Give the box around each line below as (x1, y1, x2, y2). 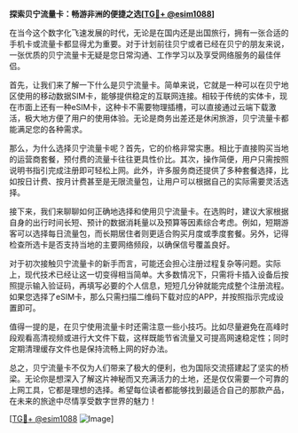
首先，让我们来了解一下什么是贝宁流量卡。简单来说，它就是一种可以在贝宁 (9, 80, 281, 90)
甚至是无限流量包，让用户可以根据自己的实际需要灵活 (86, 177, 281, 186)
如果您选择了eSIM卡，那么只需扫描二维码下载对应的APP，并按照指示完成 (9, 292, 277, 302)
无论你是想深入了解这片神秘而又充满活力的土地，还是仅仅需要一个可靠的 (24, 374, 289, 384)
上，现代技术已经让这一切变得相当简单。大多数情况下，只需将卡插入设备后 (9, 270, 281, 279)
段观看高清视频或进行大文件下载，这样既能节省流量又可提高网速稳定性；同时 (9, 333, 289, 342)
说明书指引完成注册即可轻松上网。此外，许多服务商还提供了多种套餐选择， (9, 165, 281, 176)
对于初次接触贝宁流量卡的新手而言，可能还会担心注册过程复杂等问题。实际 (9, 258, 281, 269)
